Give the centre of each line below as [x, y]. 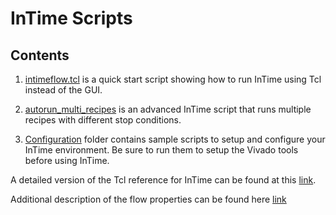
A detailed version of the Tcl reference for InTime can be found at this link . [163, 180]
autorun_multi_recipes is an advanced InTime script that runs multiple [168, 109]
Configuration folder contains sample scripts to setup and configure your [175, 139]
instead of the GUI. [63, 90]
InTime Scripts [71, 18]
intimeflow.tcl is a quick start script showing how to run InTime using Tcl [173, 79]
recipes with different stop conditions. [103, 120]
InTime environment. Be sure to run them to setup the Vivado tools [161, 150]
